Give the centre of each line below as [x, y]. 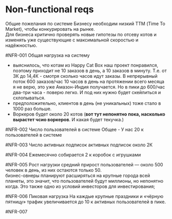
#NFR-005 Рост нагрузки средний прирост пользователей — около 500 [84, 164]
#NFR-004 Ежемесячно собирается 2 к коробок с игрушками [73, 155]
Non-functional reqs [50, 9]
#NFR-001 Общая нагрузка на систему [47, 55]
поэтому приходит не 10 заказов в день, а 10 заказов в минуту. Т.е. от [90, 71]
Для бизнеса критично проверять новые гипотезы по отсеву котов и [81, 34]
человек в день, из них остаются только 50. [53, 170]
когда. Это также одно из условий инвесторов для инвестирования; [80, 186]
